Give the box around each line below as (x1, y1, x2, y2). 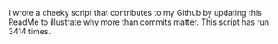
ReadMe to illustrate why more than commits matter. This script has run (8, 17, 270, 27)
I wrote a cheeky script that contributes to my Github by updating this (8, 8, 263, 18)
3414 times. (8, 26, 51, 36)
